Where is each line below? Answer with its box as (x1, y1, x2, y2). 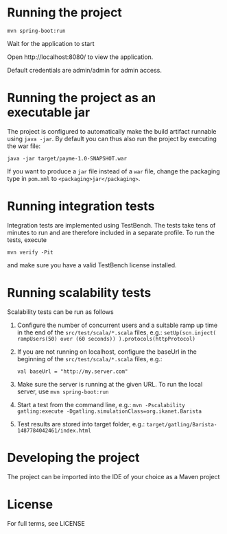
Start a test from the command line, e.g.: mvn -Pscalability (16, 400, 185, 409)
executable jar (7, 105, 91, 121)
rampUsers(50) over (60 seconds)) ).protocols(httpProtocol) (16, 335, 196, 342)
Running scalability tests (7, 285, 152, 300)
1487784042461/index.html (16, 427, 91, 434)
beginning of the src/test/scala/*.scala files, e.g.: (16, 354, 163, 363)
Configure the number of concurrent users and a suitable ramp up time (16, 321, 218, 329)
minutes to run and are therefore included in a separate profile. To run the (7, 228, 215, 236)
